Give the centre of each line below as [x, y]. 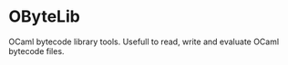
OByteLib [45, 17]
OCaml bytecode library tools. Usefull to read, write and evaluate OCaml [144, 42]
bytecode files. [36, 51]
